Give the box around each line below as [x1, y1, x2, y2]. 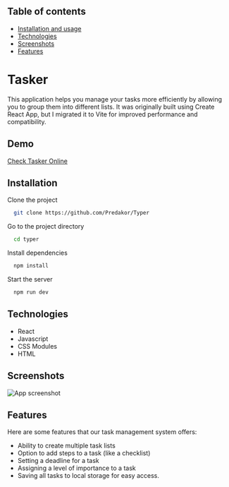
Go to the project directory [7, 222, 85, 231]
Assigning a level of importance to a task [17, 464, 136, 472]
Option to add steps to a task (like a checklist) [17, 449, 151, 457]
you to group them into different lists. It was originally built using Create [7, 102, 215, 111]
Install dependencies [7, 248, 68, 257]
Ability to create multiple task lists [17, 441, 116, 450]
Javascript [17, 335, 49, 343]
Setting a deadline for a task [17, 457, 100, 465]
